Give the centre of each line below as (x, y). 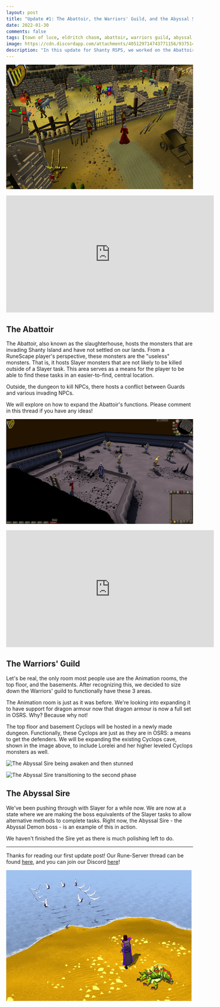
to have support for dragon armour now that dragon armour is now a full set (99, 709)
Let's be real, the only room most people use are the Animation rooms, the (97, 678)
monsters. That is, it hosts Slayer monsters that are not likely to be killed (94, 363)
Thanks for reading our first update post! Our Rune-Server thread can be (95, 855)
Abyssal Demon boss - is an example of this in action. (72, 827)
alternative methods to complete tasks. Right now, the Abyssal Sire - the (94, 820)
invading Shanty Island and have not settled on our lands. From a (85, 350)
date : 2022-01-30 (28, 25)
